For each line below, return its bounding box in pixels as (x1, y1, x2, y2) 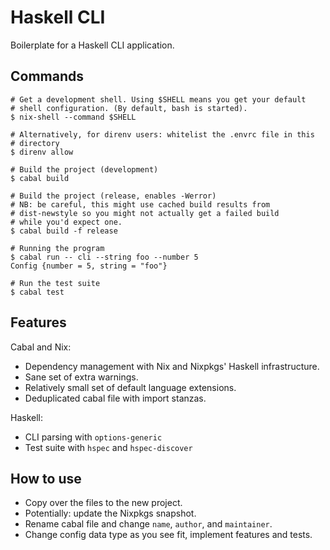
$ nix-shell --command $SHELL (10, 112, 137, 122)
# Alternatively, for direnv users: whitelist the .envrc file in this (10, 129, 315, 140)
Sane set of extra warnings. (24, 371, 139, 383)
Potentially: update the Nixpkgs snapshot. (24, 507, 197, 520)
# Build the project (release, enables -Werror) (10, 191, 217, 201)
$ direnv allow (10, 147, 74, 157)
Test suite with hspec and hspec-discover (24, 441, 193, 453)
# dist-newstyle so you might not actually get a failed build (10, 208, 280, 218)
